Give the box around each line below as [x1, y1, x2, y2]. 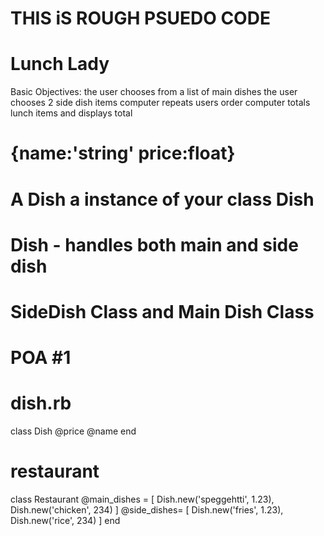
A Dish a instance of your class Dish [10, 188, 315, 211]
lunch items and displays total [10, 107, 133, 119]
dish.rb [10, 392, 72, 415]
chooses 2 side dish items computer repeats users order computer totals [10, 97, 311, 109]
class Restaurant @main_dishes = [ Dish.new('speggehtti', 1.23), [10, 493, 275, 505]
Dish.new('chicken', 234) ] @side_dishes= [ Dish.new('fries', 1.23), [10, 503, 284, 516]
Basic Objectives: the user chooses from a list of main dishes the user [10, 86, 298, 98]
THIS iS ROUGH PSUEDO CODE [10, 7, 271, 30]
